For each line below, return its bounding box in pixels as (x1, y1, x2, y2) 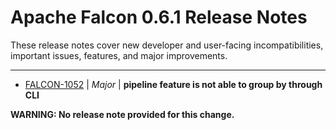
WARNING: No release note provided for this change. (10, 108, 235, 120)
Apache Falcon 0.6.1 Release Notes (10, 6, 308, 29)
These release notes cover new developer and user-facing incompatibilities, (10, 39, 324, 51)
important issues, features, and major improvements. (10, 49, 228, 61)
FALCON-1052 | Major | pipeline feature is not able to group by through (24, 78, 323, 90)
